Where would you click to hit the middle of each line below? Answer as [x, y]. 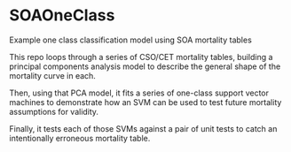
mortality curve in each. [52, 75]
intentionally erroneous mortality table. [80, 138]
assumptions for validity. [54, 111]
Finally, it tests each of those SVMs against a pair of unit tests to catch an [143, 128]
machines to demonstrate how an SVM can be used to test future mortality [145, 102]
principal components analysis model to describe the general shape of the [145, 66]
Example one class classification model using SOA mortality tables [131, 40]
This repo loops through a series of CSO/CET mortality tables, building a [141, 57]
